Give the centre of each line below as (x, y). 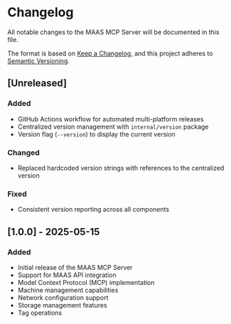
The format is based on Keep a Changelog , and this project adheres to (110, 53)
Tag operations (40, 313)
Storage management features (63, 305)
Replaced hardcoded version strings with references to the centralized (121, 168)
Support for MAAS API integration (67, 275)
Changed (24, 152)
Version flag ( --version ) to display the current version (96, 134)
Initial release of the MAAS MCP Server (75, 267)
